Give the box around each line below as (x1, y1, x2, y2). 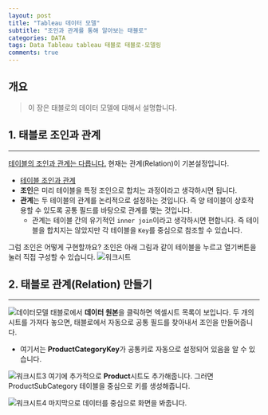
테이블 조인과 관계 (19, 175, 76, 185)
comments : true (8, 49, 59, 57)
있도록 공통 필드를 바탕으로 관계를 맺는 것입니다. (43, 205, 193, 215)
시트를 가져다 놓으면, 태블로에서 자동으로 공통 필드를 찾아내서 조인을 (8, 318, 219, 327)
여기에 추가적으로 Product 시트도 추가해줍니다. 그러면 (48, 371, 214, 381)
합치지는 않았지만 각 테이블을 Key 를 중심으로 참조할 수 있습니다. (46, 225, 243, 235)
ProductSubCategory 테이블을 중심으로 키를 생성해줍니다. (8, 382, 191, 391)
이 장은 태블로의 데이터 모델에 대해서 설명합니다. (27, 103, 177, 112)
